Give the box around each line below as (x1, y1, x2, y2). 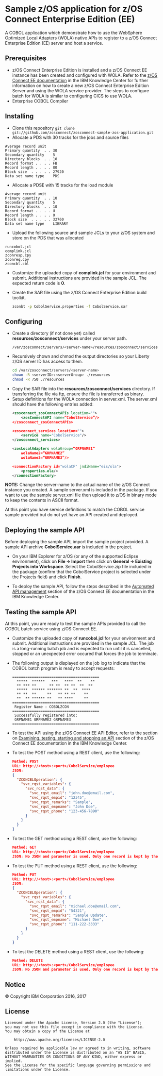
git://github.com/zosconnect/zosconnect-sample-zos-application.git (12, 130, 154, 135)
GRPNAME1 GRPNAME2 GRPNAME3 (14, 717, 71, 722)
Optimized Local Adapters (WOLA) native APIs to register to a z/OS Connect (5, 35, 157, 41)
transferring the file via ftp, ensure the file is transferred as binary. (12, 391, 144, 397)
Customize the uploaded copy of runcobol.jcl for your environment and (12, 635, 156, 641)
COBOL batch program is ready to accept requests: (12, 665, 115, 671)
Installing (5, 112, 34, 120)
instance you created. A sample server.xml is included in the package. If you (5, 487, 158, 493)
